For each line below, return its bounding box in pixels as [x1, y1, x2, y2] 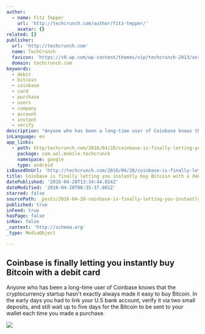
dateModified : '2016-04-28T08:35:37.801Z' [6, 185, 116, 191]
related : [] [6, 32, 37, 38]
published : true [6, 202, 48, 208]
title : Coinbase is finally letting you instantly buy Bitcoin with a [6, 173, 190, 180]
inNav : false [6, 219, 40, 225]
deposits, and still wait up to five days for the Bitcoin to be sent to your [6, 303, 184, 310]
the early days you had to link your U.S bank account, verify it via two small [6, 296, 195, 304]
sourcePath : [6, 196, 37, 202]
